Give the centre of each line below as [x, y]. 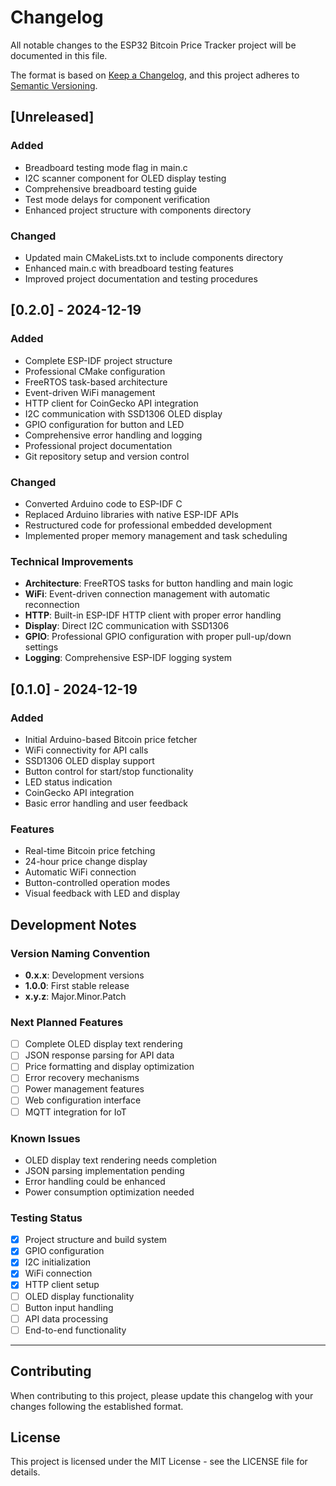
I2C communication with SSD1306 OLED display [123, 413]
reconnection [52, 605]
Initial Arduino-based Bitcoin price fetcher [111, 739]
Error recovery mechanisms [82, 1078]
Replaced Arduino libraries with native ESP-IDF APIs [131, 514]
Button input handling [69, 1307]
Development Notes [73, 924]
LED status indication [68, 782]
